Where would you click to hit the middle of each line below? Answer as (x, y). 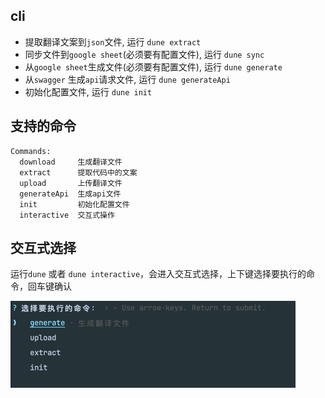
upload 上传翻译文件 (71, 183)
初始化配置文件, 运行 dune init (88, 91)
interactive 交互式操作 (67, 215)
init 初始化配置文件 (74, 204)
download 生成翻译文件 (71, 162)
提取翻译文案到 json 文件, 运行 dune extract (113, 41)
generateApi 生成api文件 (70, 194)
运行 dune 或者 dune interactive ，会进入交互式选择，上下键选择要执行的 (158, 274)
